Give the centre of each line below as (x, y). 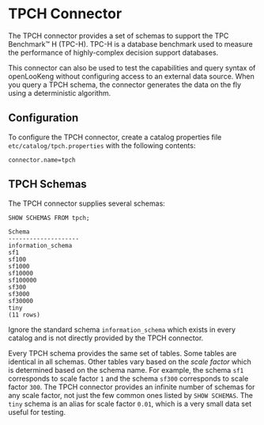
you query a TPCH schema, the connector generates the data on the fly (125, 85)
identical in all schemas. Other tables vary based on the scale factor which (130, 362)
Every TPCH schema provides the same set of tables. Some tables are (123, 353)
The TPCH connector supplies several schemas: (87, 203)
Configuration (43, 118)
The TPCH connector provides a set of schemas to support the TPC (119, 36)
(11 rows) (25, 315)
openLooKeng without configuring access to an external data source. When (132, 76)
